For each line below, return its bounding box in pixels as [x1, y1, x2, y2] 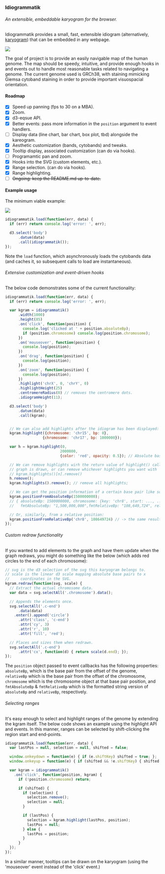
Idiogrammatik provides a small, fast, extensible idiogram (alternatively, [5, 32, 149, 37]
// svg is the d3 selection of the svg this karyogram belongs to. [5, 567, 146, 572]
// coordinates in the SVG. [5, 576, 71, 582]
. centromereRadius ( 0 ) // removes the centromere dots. [18, 390, 133, 395]
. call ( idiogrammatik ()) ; [18, 240, 69, 245]
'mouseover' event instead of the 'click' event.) [5, 864, 101, 870]
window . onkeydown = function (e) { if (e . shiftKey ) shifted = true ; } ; [9, 754, 157, 759]
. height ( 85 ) [18, 317, 43, 322]
